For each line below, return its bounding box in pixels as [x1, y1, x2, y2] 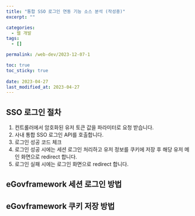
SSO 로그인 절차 [6, 107, 61, 117]
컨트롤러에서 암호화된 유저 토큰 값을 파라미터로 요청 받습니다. [14, 124, 154, 131]
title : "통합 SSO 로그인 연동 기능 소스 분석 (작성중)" [6, 8, 126, 15]
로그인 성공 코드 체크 [14, 139, 62, 146]
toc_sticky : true [6, 67, 49, 73]
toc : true [6, 62, 30, 68]
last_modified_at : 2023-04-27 [6, 84, 80, 90]
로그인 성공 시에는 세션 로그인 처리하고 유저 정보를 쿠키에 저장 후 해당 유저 [14, 146, 183, 153]
